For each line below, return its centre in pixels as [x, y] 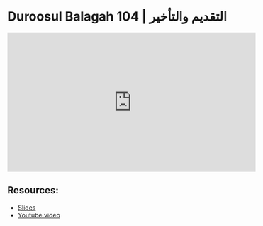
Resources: [33, 190]
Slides [27, 208]
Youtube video [39, 215]
